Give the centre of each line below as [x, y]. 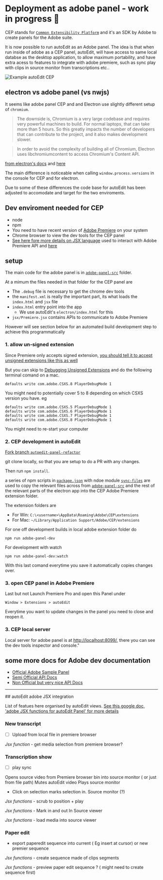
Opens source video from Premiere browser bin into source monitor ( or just [81, 777]
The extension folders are [31, 505]
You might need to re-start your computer [47, 429]
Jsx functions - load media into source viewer [51, 820]
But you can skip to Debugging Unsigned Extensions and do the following [78, 370]
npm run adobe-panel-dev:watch [37, 556]
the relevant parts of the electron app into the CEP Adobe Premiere [72, 490]
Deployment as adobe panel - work [77, 9]
